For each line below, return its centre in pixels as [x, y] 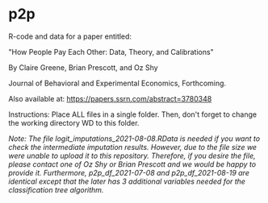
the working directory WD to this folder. [74, 122]
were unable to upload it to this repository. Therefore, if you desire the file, [132, 155]
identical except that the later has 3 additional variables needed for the [127, 181]
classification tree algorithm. [56, 189]
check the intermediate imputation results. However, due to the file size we [132, 147]
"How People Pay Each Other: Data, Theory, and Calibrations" [111, 52]
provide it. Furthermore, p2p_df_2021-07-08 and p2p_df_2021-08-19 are [129, 172]
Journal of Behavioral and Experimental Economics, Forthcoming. [117, 83]
